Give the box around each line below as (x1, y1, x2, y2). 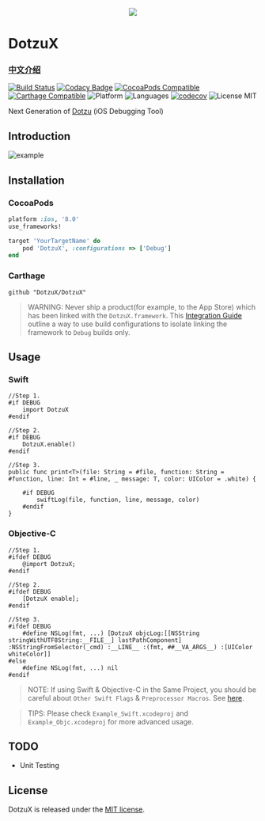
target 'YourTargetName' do (8, 237, 101, 245)
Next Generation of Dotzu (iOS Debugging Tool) (8, 107, 164, 116)
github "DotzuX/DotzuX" (8, 288, 87, 296)
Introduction (8, 129, 71, 143)
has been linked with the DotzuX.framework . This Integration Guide (27, 310, 243, 320)
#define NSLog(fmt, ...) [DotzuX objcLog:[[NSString (22, 629, 200, 637)
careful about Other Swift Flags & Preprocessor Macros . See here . (27, 693, 244, 702)
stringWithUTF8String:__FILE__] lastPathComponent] (8, 636, 182, 644)
